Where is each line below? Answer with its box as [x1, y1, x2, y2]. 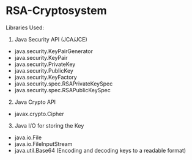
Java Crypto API [14, 98, 56, 106]
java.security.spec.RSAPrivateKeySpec [14, 80, 113, 87]
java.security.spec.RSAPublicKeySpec [14, 86, 111, 93]
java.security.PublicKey [14, 67, 74, 74]
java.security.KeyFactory [14, 73, 77, 81]
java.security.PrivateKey [14, 60, 76, 68]
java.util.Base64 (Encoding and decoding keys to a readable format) [14, 147, 186, 154]
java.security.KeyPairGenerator [14, 47, 93, 55]
